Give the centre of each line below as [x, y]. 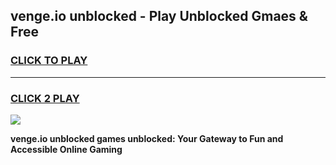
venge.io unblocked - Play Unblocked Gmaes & [159, 16]
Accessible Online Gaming [66, 149]
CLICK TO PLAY [49, 61]
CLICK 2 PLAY [45, 98]
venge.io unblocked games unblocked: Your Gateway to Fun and [147, 138]
